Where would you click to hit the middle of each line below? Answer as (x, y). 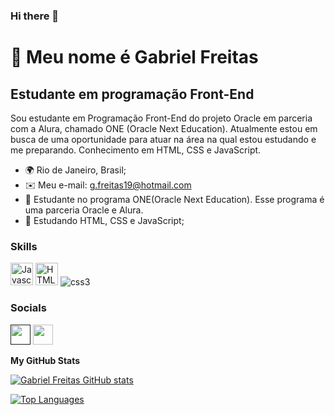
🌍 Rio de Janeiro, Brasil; (75, 170)
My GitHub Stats (45, 360)
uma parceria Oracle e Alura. (84, 210)
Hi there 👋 (35, 16)
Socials (28, 308)
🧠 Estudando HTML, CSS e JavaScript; (104, 220)
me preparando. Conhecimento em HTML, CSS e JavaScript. (136, 150)
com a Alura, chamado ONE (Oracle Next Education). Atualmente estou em (164, 128)
